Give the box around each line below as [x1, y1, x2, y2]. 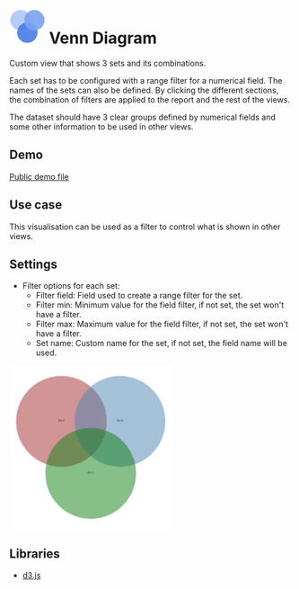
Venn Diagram [48, 28, 157, 49]
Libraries [9, 546, 60, 561]
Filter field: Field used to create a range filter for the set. [35, 290, 243, 301]
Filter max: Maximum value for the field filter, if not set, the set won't [35, 318, 289, 330]
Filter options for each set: [22, 281, 120, 291]
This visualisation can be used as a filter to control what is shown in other [9, 221, 281, 232]
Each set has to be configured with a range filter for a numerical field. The [9, 75, 283, 85]
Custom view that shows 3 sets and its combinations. [9, 58, 207, 68]
